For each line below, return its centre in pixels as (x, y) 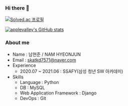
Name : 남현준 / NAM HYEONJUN (46, 54)
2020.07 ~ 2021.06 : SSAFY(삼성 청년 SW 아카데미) (71, 71)
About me (17, 43)
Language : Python (39, 82)
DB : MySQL (32, 87)
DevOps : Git (33, 98)
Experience (24, 65)
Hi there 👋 (17, 8)
